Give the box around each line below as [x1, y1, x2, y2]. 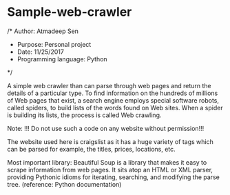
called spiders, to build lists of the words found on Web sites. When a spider [7, 103, 223, 112]
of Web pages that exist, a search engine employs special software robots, [7, 96, 219, 104]
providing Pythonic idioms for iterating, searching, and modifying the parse [7, 173, 220, 181]
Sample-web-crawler [7, 4, 132, 20]
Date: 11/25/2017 [17, 48, 64, 56]
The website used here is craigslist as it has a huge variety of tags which [7, 137, 213, 145]
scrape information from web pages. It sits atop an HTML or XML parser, [7, 165, 213, 174]
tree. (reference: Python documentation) [7, 180, 122, 188]
